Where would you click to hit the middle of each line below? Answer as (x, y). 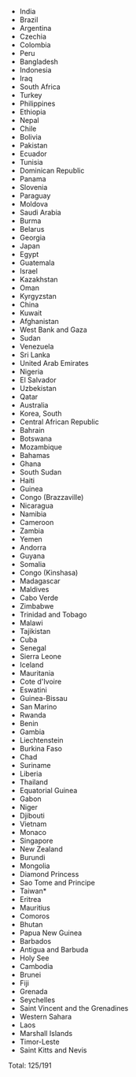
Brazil (29, 20)
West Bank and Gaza (53, 330)
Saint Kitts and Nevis (53, 1050)
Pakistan (33, 145)
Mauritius (35, 907)
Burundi (32, 857)
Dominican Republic (52, 170)
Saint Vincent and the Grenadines (74, 1008)
